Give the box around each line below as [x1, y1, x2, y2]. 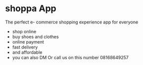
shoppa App [5, 3, 56, 14]
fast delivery [12, 44, 38, 50]
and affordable [12, 49, 43, 55]
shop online [12, 28, 37, 34]
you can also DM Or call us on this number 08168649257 [12, 54, 129, 60]
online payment [12, 39, 45, 44]
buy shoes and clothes [12, 34, 59, 40]
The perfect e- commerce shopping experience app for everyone [5, 19, 139, 25]
